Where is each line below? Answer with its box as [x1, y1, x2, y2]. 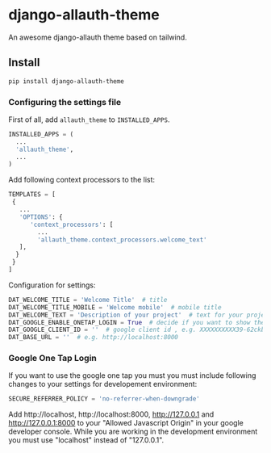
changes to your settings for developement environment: [8, 380, 198, 389]
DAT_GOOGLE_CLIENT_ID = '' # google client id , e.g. [8, 325, 197, 334]
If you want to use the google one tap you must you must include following [8, 371, 256, 380]
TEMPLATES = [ [8, 191, 56, 199]
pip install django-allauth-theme [8, 77, 125, 86]
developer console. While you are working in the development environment [8, 426, 258, 437]
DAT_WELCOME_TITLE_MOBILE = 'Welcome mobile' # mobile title [8, 303, 222, 312]
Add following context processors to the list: [8, 175, 156, 185]
